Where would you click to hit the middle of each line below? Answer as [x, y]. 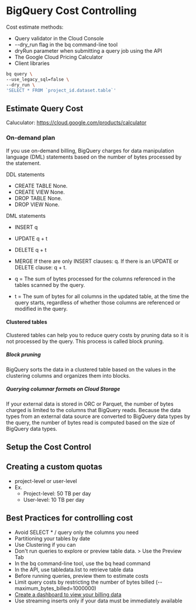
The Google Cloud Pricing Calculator [59, 57]
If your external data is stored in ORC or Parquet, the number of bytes [90, 404]
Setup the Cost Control [49, 447]
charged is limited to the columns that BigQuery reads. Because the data [94, 410]
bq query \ [19, 74]
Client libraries [32, 63]
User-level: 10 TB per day [54, 499]
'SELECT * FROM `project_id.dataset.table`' [61, 90]
